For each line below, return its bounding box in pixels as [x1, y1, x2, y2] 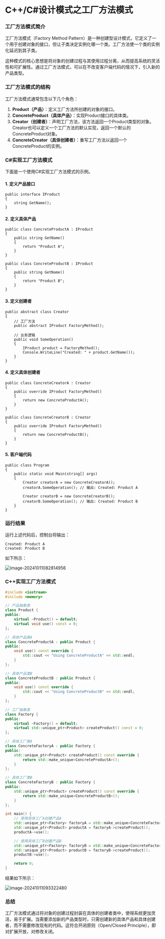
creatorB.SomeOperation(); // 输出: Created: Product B [23, 499, 138, 504]
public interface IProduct [5, 192, 60, 197]
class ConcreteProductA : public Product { [5, 639, 96, 644]
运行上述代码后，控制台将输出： [5, 532, 70, 538]
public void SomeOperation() [14, 337, 74, 342]
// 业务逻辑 [14, 332, 35, 338]
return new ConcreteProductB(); [23, 432, 89, 437]
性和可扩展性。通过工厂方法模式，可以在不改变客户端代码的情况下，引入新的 [5, 64, 160, 70]
